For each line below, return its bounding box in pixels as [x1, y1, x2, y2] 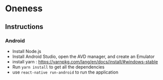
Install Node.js [12, 48, 41, 54]
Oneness [5, 3, 43, 14]
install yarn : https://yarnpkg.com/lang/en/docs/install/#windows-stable [12, 58, 159, 64]
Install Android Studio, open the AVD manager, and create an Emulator [12, 53, 155, 59]
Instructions [5, 23, 43, 31]
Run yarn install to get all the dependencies [12, 64, 105, 70]
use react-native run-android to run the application [12, 69, 119, 75]
